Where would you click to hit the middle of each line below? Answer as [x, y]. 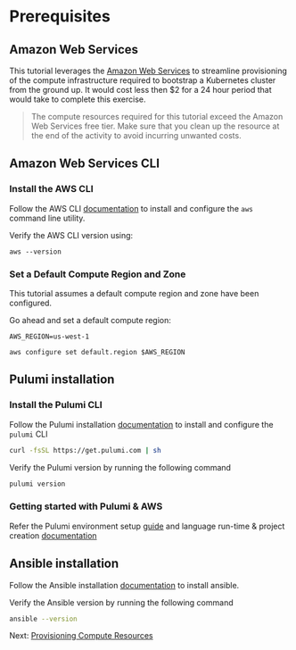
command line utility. [47, 218]
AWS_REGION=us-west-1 [49, 337]
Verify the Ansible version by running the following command [121, 602]
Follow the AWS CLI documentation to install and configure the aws [132, 208]
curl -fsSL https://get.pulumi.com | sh [86, 450]
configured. [30, 303]
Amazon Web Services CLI [85, 164]
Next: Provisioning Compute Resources [81, 636]
